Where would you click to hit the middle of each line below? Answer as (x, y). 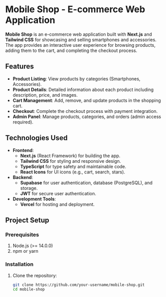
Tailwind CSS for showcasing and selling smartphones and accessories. (81, 40)
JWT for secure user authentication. (58, 193)
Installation (20, 264)
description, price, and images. (45, 95)
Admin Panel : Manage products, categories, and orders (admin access (87, 116)
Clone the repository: (35, 275)
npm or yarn (25, 251)
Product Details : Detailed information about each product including (83, 90)
